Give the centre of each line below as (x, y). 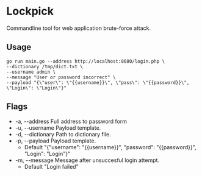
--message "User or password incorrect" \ (61, 77)
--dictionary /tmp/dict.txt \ (45, 66)
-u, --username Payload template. (58, 128)
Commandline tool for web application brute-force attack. (79, 28)
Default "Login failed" (51, 166)
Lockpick (30, 11)
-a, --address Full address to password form (71, 121)
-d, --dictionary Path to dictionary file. (63, 134)
